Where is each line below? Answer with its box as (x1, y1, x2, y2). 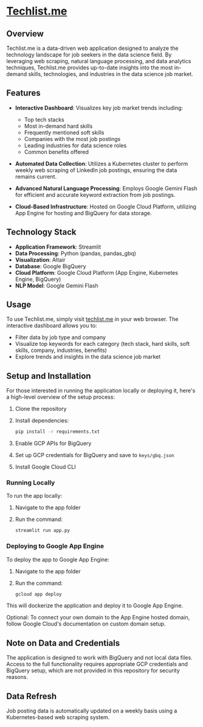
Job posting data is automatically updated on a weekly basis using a (6, 707, 177, 715)
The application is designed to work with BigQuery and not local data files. (6, 654, 193, 661)
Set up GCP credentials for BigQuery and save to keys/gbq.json (15, 452, 174, 459)
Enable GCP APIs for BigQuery (15, 439, 92, 447)
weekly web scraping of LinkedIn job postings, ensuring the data (15, 166, 177, 174)
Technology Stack (6, 227, 77, 238)
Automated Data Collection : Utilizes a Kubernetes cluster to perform (15, 160, 188, 167)
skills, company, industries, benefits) (15, 346, 108, 354)
